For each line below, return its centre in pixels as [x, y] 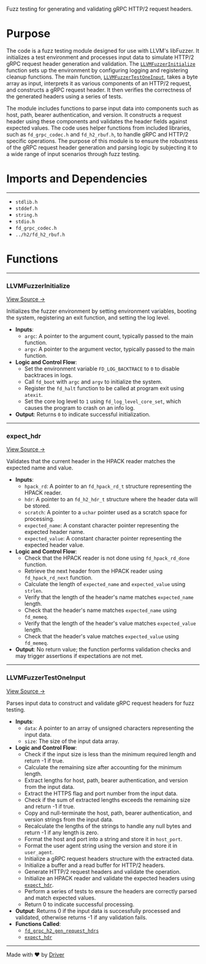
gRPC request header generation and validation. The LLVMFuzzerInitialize [101, 63]
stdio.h [25, 221]
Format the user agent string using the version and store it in [101, 845]
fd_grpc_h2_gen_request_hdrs [62, 931]
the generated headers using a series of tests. [65, 96]
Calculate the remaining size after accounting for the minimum [103, 767]
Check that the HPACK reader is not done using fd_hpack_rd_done [107, 558]
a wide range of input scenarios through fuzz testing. [74, 154]
